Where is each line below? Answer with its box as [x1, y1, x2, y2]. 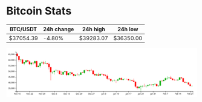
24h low [117, 26, 138, 33]
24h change [43, 26, 74, 33]
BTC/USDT [10, 26, 37, 33]
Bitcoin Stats [6, 4, 72, 18]
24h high [82, 26, 106, 33]
